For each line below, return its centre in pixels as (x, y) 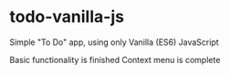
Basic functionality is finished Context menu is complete (115, 59)
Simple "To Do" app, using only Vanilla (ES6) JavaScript (114, 42)
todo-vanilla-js (67, 17)
